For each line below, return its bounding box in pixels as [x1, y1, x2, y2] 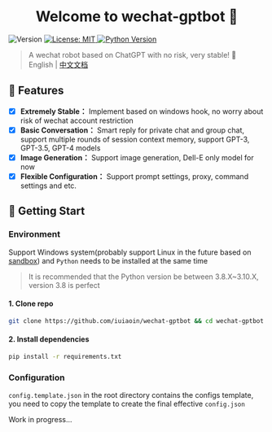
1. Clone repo [8, 299, 54, 308]
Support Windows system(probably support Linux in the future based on [8, 247, 252, 257]
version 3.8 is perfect [28, 280, 100, 290]
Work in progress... [8, 415, 72, 425]
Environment [8, 229, 61, 240]
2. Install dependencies [8, 334, 90, 344]
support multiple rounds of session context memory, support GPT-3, [20, 134, 250, 144]
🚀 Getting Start [8, 204, 86, 218]
